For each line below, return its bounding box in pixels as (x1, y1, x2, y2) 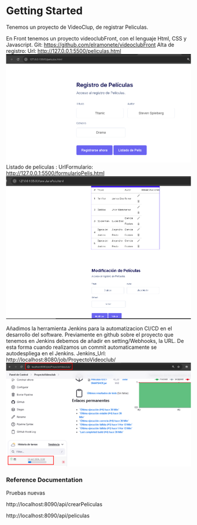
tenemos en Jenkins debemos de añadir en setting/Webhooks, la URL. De (6, 337, 184, 344)
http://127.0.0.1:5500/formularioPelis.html (6, 170, 105, 177)
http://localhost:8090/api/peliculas (6, 512, 90, 519)
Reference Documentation (6, 476, 83, 484)
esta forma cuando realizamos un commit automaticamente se (6, 344, 157, 351)
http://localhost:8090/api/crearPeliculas (6, 500, 103, 507)
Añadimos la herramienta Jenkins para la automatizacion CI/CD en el (6, 325, 172, 332)
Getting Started (6, 4, 83, 18)
